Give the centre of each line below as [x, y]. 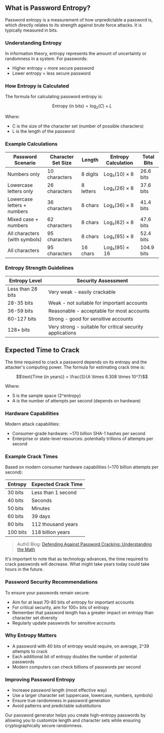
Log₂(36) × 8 [119, 205]
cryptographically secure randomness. [44, 726]
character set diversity [35, 618]
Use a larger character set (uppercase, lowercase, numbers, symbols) [82, 695]
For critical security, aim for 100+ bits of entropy [61, 607]
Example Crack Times [31, 456]
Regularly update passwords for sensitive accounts [64, 623]
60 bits [16, 516]
